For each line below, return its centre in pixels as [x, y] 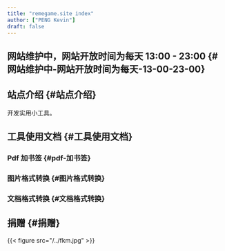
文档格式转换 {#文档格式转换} [56, 198]
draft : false [26, 26]
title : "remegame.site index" [51, 13]
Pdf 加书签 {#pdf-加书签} [49, 158]
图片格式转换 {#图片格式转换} [56, 178]
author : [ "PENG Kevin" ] [41, 20]
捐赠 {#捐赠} [34, 223]
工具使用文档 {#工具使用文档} [70, 137]
